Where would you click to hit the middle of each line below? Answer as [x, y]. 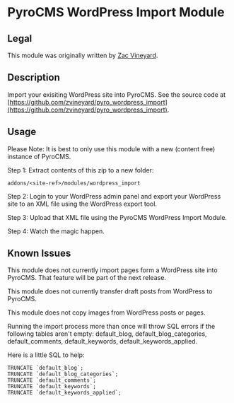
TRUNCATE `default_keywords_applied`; [64, 393]
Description [34, 77]
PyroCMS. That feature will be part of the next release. [87, 278]
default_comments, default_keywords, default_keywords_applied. [103, 341]
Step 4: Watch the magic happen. [56, 231]
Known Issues [39, 253]
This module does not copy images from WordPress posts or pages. [106, 313]
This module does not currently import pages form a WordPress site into [112, 270]
